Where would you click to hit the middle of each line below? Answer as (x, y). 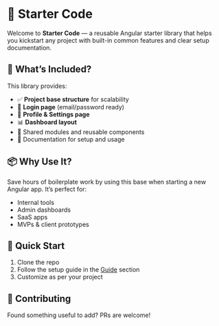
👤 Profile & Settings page (53, 114)
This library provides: (37, 86)
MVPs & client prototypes (53, 224)
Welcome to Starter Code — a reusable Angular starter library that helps (109, 33)
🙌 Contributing (39, 298)
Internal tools (36, 202)
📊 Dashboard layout (47, 122)
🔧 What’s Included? (49, 69)
